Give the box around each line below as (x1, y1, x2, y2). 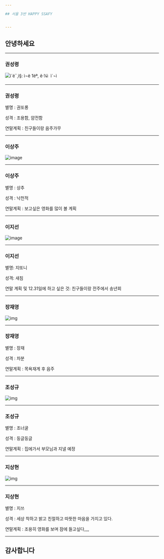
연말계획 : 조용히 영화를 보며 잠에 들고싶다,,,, (5, 526, 89, 532)
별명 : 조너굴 (5, 425, 29, 431)
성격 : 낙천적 (5, 195, 29, 201)
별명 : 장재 (5, 345, 25, 351)
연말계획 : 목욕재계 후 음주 (5, 366, 55, 372)
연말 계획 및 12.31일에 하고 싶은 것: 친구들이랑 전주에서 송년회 (5, 285, 122, 292)
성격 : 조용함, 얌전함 (5, 115, 43, 121)
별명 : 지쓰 (5, 506, 25, 511)
